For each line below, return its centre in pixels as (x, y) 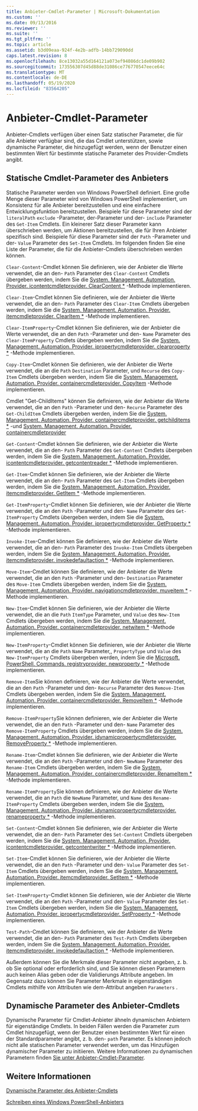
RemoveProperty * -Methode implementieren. (62, 743)
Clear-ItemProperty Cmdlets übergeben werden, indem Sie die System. (93, 340)
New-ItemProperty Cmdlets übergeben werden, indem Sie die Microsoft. (93, 657)
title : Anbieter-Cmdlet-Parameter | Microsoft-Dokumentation (83, 12)
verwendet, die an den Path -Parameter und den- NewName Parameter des (95, 761)
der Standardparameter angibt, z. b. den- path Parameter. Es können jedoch (98, 1039)
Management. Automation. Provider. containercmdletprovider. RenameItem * (99, 773)
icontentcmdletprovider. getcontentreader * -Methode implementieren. (92, 463)
